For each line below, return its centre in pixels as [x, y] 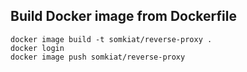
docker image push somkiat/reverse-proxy [98, 57]
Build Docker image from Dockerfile [123, 16]
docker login [37, 48]
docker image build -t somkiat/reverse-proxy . [111, 39]
